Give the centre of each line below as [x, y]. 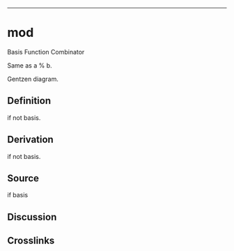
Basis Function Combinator [46, 52]
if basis [18, 195]
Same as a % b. [30, 65]
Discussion [32, 217]
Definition [29, 101]
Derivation [30, 140]
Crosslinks [31, 241]
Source [23, 178]
